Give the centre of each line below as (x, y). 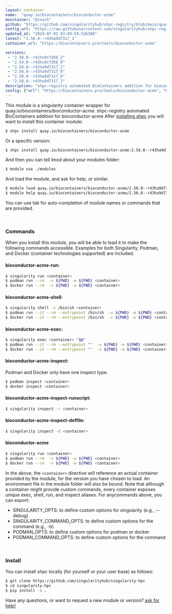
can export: (17, 500)
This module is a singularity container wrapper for (58, 105)
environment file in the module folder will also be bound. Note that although (85, 484)
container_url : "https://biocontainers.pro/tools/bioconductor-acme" (81, 43)
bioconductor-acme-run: (33, 265)
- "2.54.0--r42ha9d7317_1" (36, 67)
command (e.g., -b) (33, 526)
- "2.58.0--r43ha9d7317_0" (36, 76)
